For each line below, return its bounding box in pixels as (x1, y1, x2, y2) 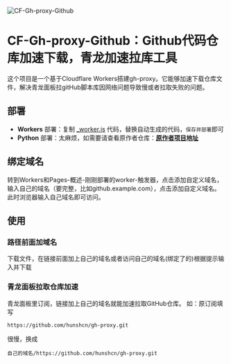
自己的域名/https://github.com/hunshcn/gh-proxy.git (7, 349, 157, 356)
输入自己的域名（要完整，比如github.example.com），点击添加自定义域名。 (7, 184, 221, 192)
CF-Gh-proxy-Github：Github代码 (7, 33, 207, 48)
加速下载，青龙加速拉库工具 (19, 51, 178, 66)
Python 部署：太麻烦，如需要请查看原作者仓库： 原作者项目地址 (17, 134, 199, 142)
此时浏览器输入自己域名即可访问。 (7, 192, 105, 201)
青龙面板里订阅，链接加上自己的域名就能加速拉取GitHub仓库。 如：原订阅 (7, 299, 217, 307)
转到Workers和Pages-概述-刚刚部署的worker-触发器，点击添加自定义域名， (7, 175, 223, 183)
